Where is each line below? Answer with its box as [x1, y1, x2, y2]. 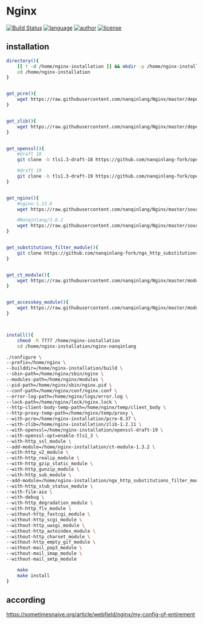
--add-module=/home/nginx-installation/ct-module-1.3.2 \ [6, 444, 155, 450]
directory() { [6, 57, 39, 64]
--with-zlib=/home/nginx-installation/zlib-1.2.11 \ [6, 421, 142, 427]
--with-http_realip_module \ [6, 455, 80, 461]
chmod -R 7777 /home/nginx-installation [17, 337, 120, 343]
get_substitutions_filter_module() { [6, 244, 98, 250]
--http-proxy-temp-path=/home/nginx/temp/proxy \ [6, 410, 134, 416]
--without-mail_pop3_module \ [6, 545, 83, 551]
